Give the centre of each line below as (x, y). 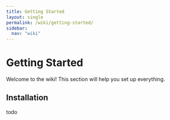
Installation (27, 98)
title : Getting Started (35, 12)
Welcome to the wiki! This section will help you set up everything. (86, 79)
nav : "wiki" (26, 34)
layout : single (25, 17)
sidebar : (17, 28)
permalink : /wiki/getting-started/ (50, 22)
